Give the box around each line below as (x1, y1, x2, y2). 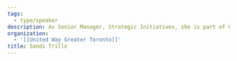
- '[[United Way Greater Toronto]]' (13, 36, 121, 43)
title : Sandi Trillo (7, 43, 68, 50)
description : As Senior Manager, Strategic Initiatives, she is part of (7, 23, 226, 30)
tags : (7, 10, 23, 18)
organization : (7, 29, 49, 37)
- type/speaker (13, 17, 59, 24)
